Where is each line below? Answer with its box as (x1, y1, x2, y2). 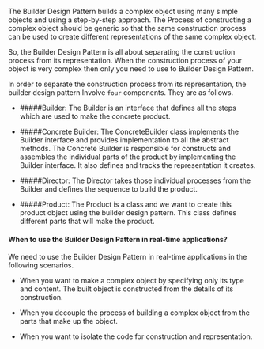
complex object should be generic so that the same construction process (8, 24, 247, 32)
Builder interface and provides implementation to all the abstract (19, 135, 229, 145)
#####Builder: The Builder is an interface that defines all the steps (19, 103, 237, 112)
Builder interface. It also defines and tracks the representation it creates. (19, 161, 256, 169)
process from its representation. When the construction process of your (8, 55, 243, 65)
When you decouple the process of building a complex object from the (19, 308, 251, 317)
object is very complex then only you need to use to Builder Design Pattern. (8, 64, 255, 74)
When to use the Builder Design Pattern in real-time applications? (8, 234, 228, 244)
